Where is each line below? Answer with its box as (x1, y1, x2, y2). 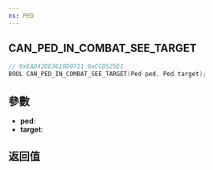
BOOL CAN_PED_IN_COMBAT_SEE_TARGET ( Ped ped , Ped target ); (8, 70, 207, 79)
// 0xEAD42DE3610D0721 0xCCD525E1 (8, 63, 125, 71)
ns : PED (8, 11, 35, 20)
